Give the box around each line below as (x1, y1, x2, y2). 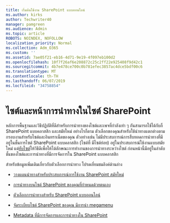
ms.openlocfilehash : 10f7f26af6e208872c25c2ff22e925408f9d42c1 (6, 60, 143, 65)
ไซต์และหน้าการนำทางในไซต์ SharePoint (6, 105, 151, 117)
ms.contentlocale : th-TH (6, 74, 59, 79)
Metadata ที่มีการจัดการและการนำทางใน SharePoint (13, 212, 108, 218)
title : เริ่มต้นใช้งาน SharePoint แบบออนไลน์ (6, 7, 86, 13)
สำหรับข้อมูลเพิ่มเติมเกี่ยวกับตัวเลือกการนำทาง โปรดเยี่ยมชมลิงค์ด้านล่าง (6, 161, 123, 167)
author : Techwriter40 (6, 17, 52, 22)
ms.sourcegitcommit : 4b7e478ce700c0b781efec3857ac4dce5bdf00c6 (6, 64, 143, 69)
